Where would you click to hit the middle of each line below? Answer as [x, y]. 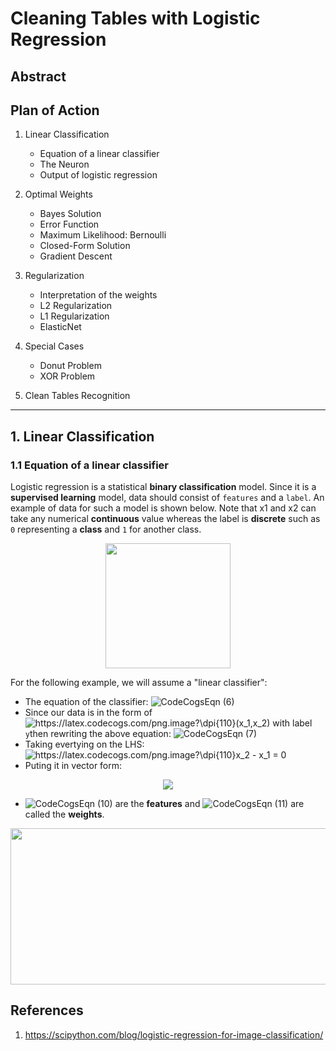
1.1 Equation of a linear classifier [89, 465]
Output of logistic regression [98, 175]
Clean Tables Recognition [77, 396]
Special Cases [54, 346]
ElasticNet [60, 327]
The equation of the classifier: [86, 702]
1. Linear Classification [82, 436]
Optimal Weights [58, 194]
